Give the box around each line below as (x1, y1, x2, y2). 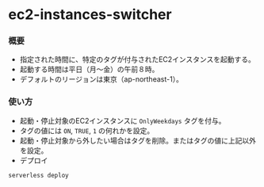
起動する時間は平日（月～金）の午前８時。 (19, 65, 159, 74)
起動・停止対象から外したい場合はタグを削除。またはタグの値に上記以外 (19, 135, 256, 145)
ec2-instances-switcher (8, 6, 172, 24)
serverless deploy (8, 171, 69, 179)
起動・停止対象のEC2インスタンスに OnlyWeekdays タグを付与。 (19, 116, 226, 125)
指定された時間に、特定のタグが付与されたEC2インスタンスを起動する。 (19, 55, 255, 64)
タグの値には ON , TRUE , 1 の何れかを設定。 (19, 125, 155, 135)
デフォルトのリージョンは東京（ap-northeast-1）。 (19, 74, 184, 84)
